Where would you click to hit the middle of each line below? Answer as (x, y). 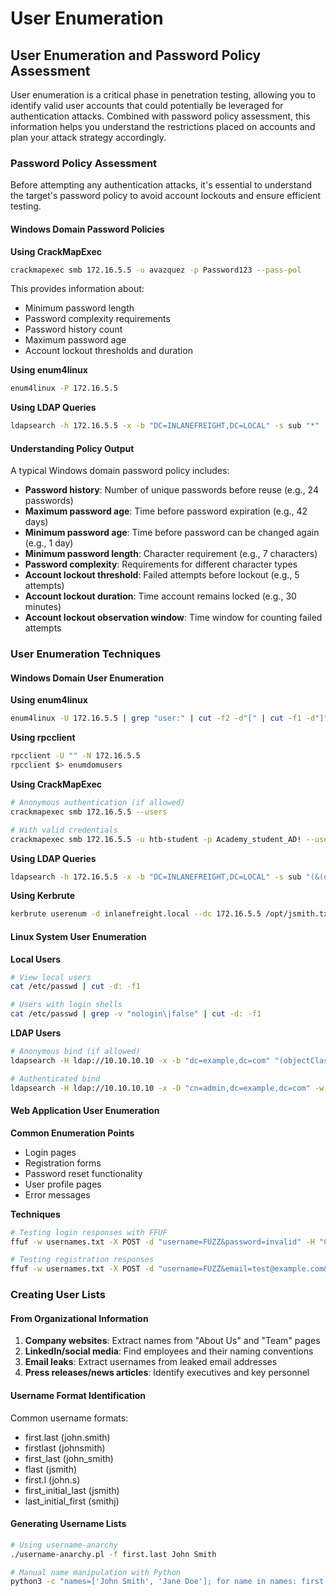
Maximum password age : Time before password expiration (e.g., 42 (166, 511)
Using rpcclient (43, 738)
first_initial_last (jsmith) (72, 1490)
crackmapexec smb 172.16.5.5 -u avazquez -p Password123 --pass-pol (156, 270)
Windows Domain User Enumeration (87, 678)
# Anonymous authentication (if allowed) (98, 803)
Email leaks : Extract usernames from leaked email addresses (151, 1362)
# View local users (51, 977)
